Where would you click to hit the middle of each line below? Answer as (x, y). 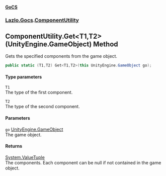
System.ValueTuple (25, 157)
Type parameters (24, 77)
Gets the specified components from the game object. (61, 56)
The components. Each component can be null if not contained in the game (83, 162)
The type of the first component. (39, 93)
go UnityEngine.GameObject (34, 129)
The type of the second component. (43, 107)
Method (105, 44)
